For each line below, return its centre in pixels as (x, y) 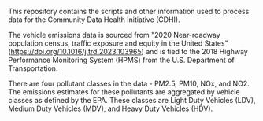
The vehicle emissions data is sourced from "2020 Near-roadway (114, 35)
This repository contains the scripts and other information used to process (129, 11)
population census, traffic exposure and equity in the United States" (118, 43)
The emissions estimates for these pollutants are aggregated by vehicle (124, 92)
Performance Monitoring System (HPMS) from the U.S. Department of (121, 60)
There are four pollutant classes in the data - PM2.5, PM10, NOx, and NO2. (129, 83)
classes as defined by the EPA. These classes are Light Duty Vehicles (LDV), (132, 100)
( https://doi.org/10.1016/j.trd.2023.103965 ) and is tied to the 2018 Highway (128, 51)
